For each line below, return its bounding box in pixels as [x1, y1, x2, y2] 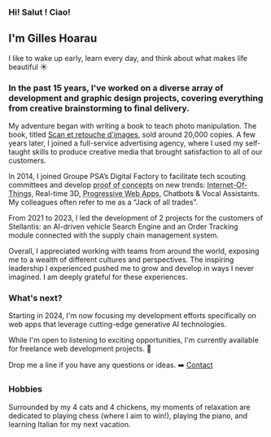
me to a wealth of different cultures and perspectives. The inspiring [8, 255, 234, 264]
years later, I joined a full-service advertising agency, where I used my [8, 138, 244, 148]
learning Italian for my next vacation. [8, 419, 131, 429]
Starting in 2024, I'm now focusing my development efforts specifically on [8, 311, 256, 321]
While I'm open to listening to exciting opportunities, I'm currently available [8, 335, 259, 345]
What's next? [8, 292, 63, 304]
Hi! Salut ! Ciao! [8, 7, 71, 18]
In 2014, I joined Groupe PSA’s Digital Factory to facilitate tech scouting [8, 172, 247, 181]
